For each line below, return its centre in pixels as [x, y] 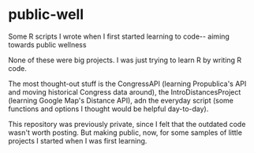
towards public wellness [47, 44]
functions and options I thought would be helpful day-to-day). [108, 109]
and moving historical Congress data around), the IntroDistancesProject [125, 91]
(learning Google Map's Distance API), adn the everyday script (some [121, 100]
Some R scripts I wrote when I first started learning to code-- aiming [119, 36]
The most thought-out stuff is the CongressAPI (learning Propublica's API [127, 84]
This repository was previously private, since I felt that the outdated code [127, 124]
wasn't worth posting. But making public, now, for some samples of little [125, 132]
